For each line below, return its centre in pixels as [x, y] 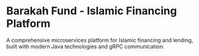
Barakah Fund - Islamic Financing [92, 11]
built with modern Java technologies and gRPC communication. [86, 46]
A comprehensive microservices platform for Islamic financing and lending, [100, 40]
